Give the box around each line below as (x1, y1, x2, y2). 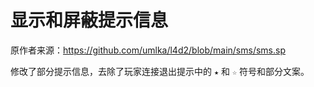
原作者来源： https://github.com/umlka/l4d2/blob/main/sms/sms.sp (10, 44, 286, 56)
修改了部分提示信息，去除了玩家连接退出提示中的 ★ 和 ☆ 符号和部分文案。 (10, 65, 310, 77)
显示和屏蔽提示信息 (10, 9, 169, 32)
